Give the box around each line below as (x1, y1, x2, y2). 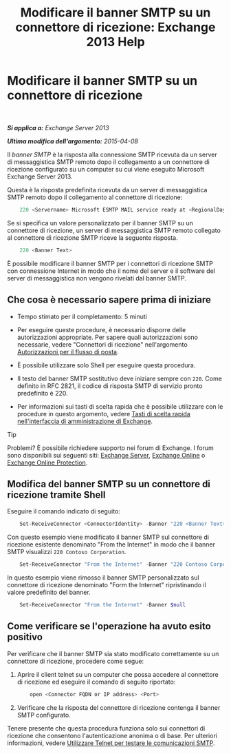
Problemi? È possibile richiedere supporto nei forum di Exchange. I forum (7, 443, 214, 452)
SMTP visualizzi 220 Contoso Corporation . (7, 548, 126, 556)
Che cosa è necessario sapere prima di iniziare (7, 294, 212, 306)
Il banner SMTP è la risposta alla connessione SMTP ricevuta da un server (7, 150, 218, 159)
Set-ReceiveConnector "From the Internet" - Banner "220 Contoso (19, 561, 208, 568)
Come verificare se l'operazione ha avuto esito (7, 620, 211, 632)
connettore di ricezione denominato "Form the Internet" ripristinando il (7, 581, 206, 589)
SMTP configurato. (16, 711, 71, 719)
